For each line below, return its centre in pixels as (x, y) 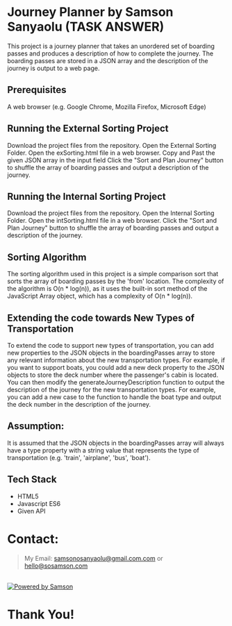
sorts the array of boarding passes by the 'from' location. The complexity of (116, 281)
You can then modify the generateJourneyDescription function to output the (116, 382)
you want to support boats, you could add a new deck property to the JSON (116, 367)
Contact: (33, 539)
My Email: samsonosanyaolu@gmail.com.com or (93, 558)
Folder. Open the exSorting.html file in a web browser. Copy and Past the (111, 153)
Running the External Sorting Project (88, 129)
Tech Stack (32, 480)
